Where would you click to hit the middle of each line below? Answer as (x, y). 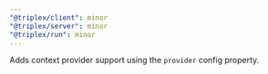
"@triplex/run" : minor (52, 34)
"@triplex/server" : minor (58, 26)
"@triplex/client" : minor (58, 18)
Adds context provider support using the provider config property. (134, 60)
